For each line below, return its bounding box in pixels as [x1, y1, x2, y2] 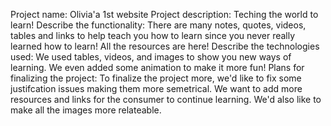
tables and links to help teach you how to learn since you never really [10, 30, 296, 41]
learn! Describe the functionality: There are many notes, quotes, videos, [10, 19, 307, 31]
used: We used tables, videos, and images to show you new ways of [10, 51, 292, 63]
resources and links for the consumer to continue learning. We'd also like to [10, 94, 322, 105]
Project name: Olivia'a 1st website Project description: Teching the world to [10, 9, 319, 20]
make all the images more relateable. [10, 104, 162, 116]
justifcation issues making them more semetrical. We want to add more [10, 83, 303, 94]
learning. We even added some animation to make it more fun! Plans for [10, 62, 305, 73]
